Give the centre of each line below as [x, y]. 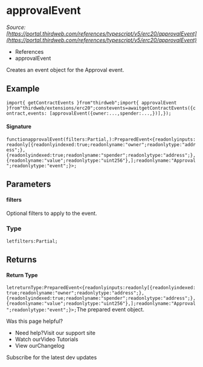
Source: [16, 27]
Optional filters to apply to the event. [52, 213]
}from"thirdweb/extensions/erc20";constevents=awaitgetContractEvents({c [101, 108]
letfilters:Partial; [32, 241]
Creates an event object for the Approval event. [65, 69]
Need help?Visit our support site [55, 333]
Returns [22, 260]
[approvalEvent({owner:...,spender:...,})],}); [110, 113]
